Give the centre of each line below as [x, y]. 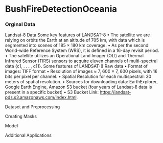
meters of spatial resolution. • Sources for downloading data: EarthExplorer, [81, 82]
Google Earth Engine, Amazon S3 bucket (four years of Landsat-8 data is [79, 87]
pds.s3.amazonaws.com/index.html [41, 97]
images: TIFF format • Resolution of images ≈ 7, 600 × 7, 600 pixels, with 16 [81, 71]
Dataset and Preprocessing [33, 107]
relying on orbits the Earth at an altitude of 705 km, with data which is [75, 40]
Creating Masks [21, 117]
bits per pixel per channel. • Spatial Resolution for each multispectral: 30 [78, 76]
